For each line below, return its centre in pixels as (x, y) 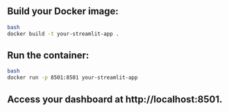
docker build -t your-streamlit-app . (63, 34)
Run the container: (48, 55)
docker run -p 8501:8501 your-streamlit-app (73, 78)
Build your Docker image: (63, 11)
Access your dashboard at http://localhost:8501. (115, 99)
